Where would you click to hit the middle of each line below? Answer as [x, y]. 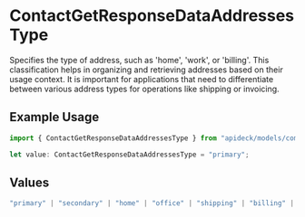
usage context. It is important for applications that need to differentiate [142, 79]
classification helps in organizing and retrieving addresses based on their [146, 70]
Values [30, 182]
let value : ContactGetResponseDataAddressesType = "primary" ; [129, 155]
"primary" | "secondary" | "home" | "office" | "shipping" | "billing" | [152, 203]
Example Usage [54, 117]
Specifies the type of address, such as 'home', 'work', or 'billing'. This [139, 60]
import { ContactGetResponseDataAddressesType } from [113, 138]
